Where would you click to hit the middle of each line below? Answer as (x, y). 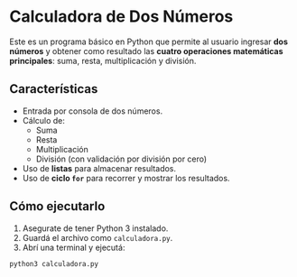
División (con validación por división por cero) (121, 159)
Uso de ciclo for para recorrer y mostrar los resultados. (126, 178)
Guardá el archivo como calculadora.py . (97, 237)
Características (54, 89)
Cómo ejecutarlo (57, 206)
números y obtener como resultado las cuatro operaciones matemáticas (146, 51)
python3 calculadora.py (54, 263)
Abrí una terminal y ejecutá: (74, 247)
